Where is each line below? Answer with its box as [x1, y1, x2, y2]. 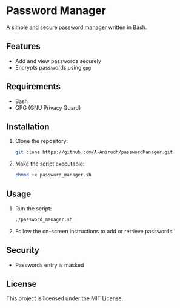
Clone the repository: [15, 138, 68, 145]
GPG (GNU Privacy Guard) [15, 104, 81, 111]
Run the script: [15, 204, 52, 212]
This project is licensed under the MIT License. [6, 295, 124, 302]
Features [6, 41, 41, 52]
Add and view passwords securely [15, 57, 101, 64]
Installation [6, 121, 50, 132]
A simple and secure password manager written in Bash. [6, 24, 147, 31]
